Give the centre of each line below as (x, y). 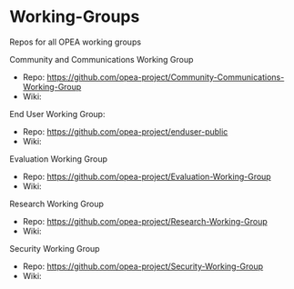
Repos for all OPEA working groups (76, 42)
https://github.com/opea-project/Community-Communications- (166, 77)
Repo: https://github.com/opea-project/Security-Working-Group (143, 266)
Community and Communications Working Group (101, 59)
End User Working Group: (57, 114)
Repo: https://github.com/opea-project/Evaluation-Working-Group (147, 176)
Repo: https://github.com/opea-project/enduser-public (125, 131)
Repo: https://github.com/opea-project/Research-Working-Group (145, 221)
